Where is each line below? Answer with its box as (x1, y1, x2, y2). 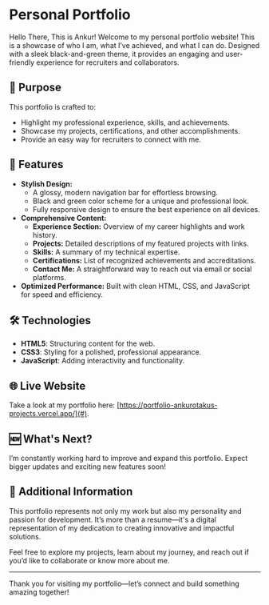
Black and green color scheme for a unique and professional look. (32, 196, 250, 206)
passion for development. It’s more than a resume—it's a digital (9, 515, 216, 524)
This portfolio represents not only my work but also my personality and (9, 506, 242, 515)
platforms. (32, 272, 66, 282)
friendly (9, 58, 35, 67)
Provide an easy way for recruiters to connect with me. (20, 134, 202, 144)
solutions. (9, 531, 42, 541)
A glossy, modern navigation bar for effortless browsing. (32, 187, 219, 197)
